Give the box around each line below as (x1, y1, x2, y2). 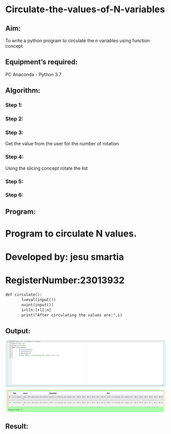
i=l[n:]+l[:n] (21, 308, 52, 313)
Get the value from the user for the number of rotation (5, 141, 119, 147)
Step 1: (5, 101, 23, 108)
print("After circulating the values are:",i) (21, 313, 123, 318)
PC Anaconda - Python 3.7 (5, 71, 61, 77)
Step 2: (5, 115, 24, 122)
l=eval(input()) (21, 297, 56, 302)
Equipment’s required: (5, 58, 78, 67)
